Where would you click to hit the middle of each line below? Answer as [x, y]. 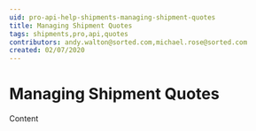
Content [24, 119]
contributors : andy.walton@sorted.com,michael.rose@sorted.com [128, 42]
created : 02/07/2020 [47, 50]
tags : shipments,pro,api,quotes [69, 34]
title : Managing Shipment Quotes [71, 26]
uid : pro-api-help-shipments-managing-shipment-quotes [112, 17]
